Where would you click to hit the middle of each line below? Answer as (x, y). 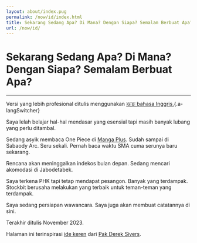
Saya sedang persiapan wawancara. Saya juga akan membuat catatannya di (98, 205)
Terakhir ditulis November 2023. (45, 223)
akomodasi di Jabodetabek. (40, 170)
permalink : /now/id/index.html (44, 17)
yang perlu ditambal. (31, 128)
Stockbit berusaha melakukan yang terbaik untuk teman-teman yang (89, 187)
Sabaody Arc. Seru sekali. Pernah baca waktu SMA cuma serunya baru (92, 146)
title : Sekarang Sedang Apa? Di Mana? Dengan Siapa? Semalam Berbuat (93, 22)
